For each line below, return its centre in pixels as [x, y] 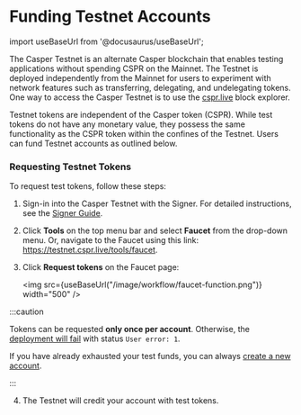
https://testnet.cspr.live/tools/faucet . [90, 250]
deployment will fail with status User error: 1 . [95, 338]
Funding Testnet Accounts [110, 17]
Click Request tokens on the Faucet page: [101, 267]
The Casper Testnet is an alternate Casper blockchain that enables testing [146, 59]
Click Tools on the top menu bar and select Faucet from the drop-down [155, 230]
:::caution [27, 311]
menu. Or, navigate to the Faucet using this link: [111, 240]
